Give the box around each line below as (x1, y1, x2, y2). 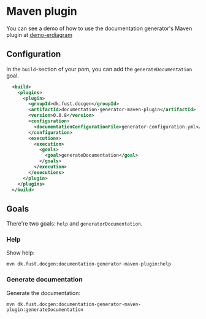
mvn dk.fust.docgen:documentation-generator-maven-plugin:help (6, 261, 172, 267)
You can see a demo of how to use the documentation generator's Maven (6, 25, 193, 32)
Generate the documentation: (6, 289, 81, 296)
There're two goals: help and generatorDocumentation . (6, 220, 143, 227)
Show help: (6, 249, 35, 256)
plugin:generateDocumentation (6, 306, 84, 313)
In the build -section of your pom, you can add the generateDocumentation (6, 65, 193, 73)
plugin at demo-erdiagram (6, 31, 72, 38)
